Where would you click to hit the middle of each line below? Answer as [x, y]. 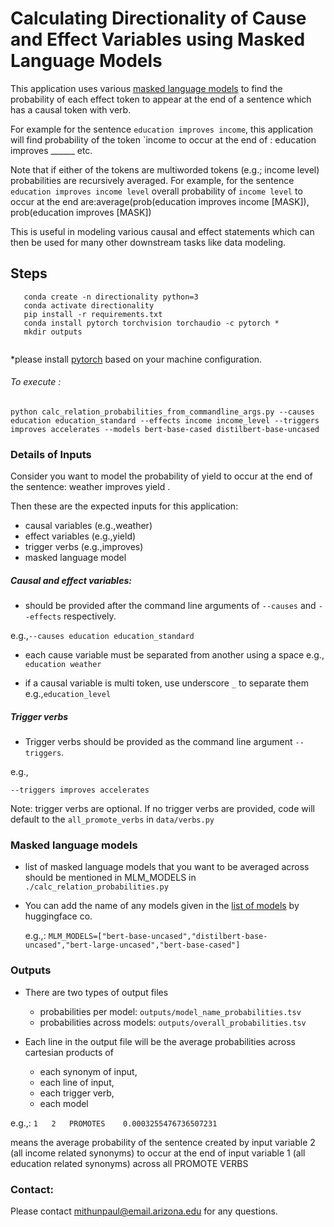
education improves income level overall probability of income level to [156, 191]
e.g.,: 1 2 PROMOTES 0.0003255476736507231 [114, 1123]
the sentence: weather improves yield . [90, 487]
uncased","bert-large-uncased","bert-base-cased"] [132, 945]
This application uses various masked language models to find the [146, 88]
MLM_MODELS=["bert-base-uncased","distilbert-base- [158, 937]
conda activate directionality [89, 305]
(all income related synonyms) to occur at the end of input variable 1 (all [158, 1153]
